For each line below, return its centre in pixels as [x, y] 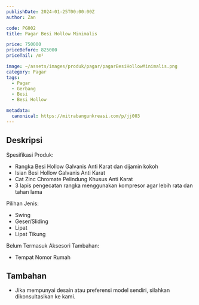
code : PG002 [21, 28]
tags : [13, 77]
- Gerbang [24, 89]
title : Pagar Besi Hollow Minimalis [52, 33]
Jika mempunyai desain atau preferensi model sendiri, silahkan [92, 290]
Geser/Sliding [32, 221]
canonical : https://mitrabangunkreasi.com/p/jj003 [76, 116]
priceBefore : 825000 [32, 50]
